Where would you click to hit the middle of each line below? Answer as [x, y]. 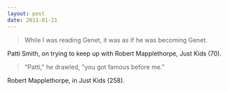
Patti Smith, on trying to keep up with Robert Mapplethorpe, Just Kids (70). [114, 53]
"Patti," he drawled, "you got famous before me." [94, 67]
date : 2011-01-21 [32, 20]
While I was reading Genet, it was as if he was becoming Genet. [116, 40]
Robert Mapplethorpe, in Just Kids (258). [66, 80]
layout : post [26, 14]
